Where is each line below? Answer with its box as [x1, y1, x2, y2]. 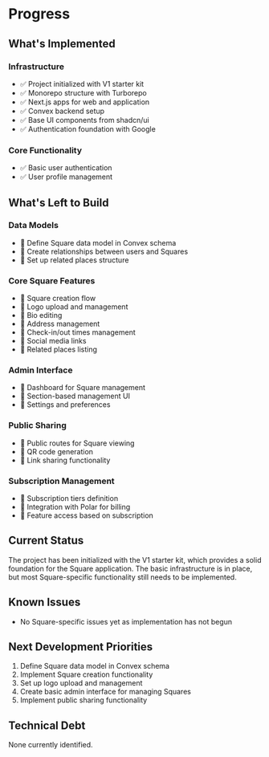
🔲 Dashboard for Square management [19, 383, 146, 393]
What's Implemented [8, 37, 116, 51]
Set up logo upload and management [19, 678, 143, 688]
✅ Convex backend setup [19, 106, 105, 116]
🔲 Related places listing [19, 344, 98, 354]
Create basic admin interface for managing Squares [19, 687, 191, 697]
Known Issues [8, 596, 81, 609]
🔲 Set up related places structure [19, 254, 129, 265]
